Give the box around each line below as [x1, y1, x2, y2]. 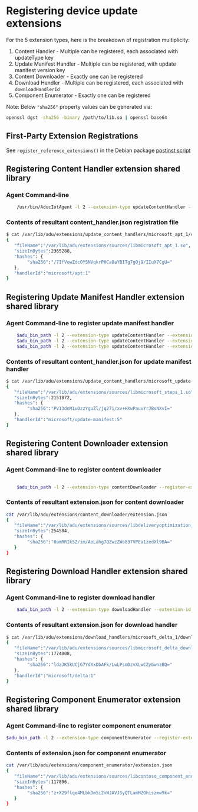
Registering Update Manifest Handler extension [6, 292, 184, 302]
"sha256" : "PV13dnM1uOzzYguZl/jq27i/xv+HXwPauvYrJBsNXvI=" [27, 406, 173, 412]
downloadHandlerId [14, 86, 60, 92]
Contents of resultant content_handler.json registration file [6, 218, 179, 227]
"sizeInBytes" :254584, [14, 528, 70, 534]
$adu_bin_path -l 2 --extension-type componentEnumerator [6, 735, 151, 741]
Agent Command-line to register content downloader [6, 465, 161, 474]
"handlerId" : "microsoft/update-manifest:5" [14, 417, 123, 423]
